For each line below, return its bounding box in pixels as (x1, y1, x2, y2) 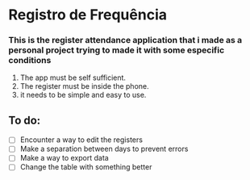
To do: (8, 113, 41, 127)
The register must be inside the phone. (19, 82, 149, 91)
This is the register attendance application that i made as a (8, 35, 243, 46)
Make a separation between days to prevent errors (19, 144, 189, 154)
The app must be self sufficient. (19, 73, 127, 82)
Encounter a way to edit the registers (19, 135, 144, 144)
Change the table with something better (19, 162, 152, 172)
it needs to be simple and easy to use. (19, 90, 147, 100)
